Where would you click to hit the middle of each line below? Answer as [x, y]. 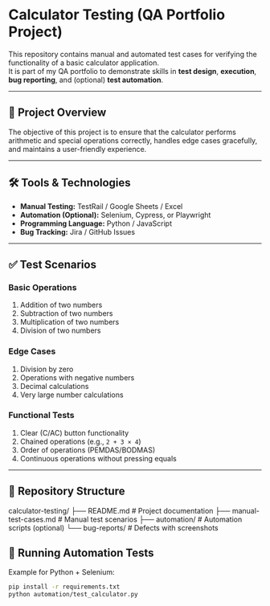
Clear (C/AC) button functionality [74, 432]
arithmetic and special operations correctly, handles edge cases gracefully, [133, 140]
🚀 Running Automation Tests [81, 553]
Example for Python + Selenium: [61, 572]
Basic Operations [43, 287]
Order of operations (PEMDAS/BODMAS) [88, 450]
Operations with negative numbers [77, 377]
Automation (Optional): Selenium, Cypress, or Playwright [115, 215]
